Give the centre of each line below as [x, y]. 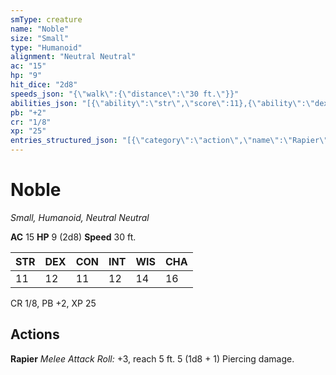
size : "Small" [40, 38]
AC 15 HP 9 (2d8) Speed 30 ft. [73, 237]
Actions [35, 334]
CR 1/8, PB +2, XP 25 [53, 303]
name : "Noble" [40, 29]
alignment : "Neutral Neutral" [73, 57]
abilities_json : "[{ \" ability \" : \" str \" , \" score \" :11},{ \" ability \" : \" [163, 103]
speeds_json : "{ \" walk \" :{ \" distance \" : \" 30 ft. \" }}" [125, 94]
